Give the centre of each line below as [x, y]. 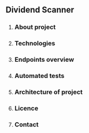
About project [35, 27]
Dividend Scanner [40, 10]
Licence [26, 108]
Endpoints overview [44, 60]
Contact [26, 125]
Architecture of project [48, 92]
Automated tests [39, 76]
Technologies [35, 44]
